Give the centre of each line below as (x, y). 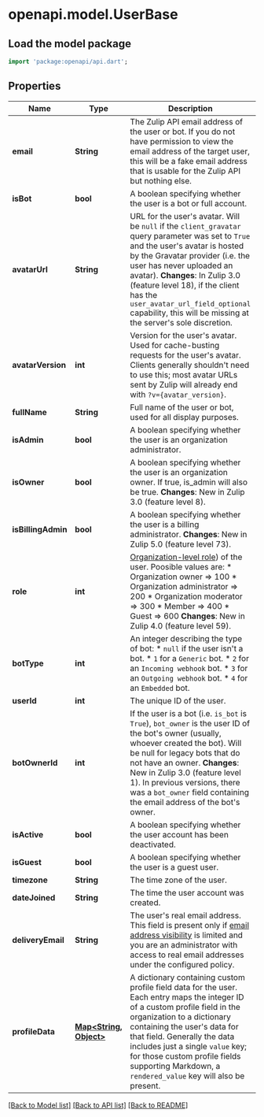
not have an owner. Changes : (185, 763)
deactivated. (153, 844)
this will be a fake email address (189, 161)
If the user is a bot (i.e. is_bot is (189, 713)
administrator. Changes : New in (189, 534)
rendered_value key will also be (187, 1075)
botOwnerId (35, 763)
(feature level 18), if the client (185, 285)
